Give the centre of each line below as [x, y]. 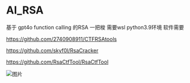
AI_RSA [25, 10]
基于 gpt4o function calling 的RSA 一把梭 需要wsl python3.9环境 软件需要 [95, 27]
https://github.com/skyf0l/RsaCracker [52, 50]
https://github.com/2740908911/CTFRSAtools [62, 39]
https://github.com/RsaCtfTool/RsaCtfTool [57, 62]
